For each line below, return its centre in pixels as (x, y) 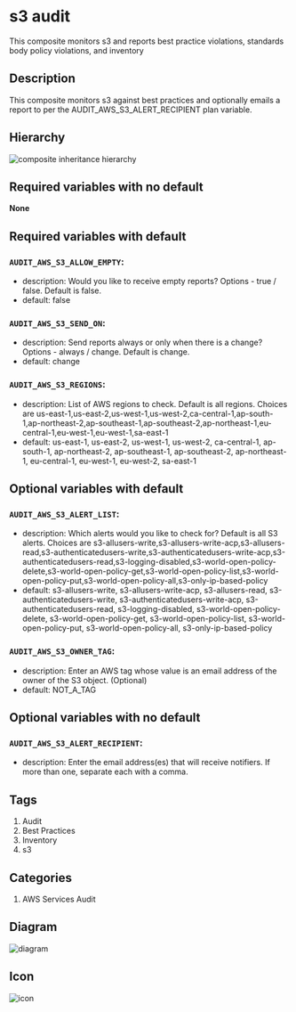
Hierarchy (37, 138)
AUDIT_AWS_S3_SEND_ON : (57, 322)
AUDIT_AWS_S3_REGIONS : (57, 385)
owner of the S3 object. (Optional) (84, 680)
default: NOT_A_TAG (59, 690)
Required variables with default (98, 237)
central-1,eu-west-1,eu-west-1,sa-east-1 (95, 432)
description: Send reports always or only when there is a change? (142, 343)
